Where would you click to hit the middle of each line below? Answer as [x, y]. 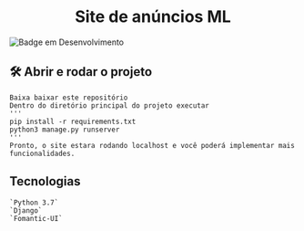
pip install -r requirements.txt [73, 121]
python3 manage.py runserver [65, 130]
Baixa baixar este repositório [69, 98]
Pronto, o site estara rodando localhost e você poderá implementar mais [152, 145]
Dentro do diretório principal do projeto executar [109, 105]
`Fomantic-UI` [36, 218]
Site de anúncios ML [153, 17]
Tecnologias [45, 181]
